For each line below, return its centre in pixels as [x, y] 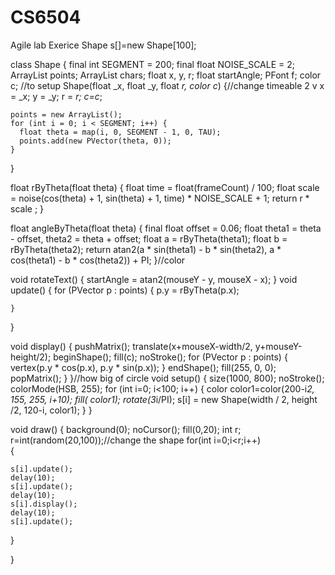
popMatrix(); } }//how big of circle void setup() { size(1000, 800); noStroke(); [167, 378]
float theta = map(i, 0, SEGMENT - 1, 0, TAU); [120, 132]
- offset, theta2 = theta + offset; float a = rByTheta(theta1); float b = [149, 238]
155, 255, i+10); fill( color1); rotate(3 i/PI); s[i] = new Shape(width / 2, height [164, 399]
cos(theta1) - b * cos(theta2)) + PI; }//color [98, 260]
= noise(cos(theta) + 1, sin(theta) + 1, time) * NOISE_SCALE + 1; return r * [160, 198]
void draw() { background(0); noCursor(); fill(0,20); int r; [126, 429]
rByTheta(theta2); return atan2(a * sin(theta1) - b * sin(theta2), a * [146, 249]
